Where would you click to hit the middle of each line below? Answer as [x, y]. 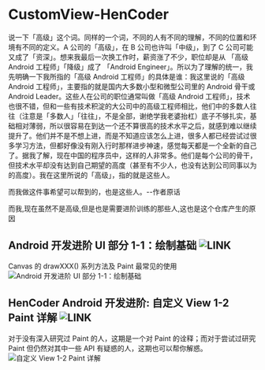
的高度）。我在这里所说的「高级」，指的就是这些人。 [91, 175]
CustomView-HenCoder [89, 15]
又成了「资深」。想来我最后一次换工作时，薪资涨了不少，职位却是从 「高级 [128, 57]
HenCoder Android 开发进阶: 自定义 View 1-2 [119, 303]
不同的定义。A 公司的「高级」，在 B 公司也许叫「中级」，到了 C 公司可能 [138, 47]
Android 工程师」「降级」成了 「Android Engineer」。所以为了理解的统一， [127, 67]
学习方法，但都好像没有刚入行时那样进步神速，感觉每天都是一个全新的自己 [136, 145]
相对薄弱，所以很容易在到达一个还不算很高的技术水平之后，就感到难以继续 [136, 126]
